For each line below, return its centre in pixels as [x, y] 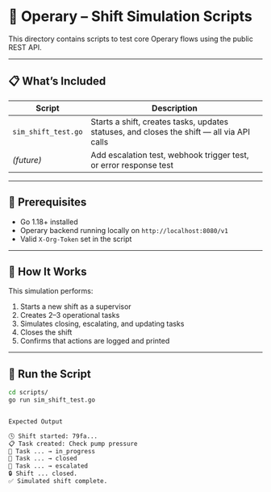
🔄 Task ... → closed [43, 459]
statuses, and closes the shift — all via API [171, 131]
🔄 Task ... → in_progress [52, 451]
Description [175, 108]
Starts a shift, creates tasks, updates [160, 122]
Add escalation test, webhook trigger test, [170, 155]
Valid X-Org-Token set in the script [76, 239]
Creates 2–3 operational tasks [70, 315]
